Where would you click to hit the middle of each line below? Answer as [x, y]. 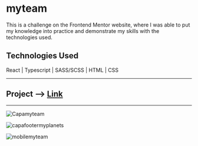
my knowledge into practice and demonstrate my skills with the [83, 31]
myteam [27, 9]
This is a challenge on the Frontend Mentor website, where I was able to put [98, 25]
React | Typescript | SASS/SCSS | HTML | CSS [62, 70]
